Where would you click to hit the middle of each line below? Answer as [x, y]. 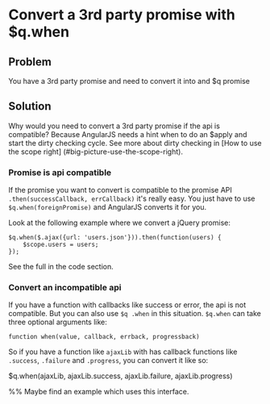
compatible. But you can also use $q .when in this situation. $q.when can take [135, 314]
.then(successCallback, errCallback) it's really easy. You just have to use [132, 198]
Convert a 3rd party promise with [122, 15]
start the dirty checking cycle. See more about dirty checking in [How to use [135, 143]
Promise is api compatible [60, 173]
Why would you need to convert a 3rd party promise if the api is [114, 126]
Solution [30, 106]
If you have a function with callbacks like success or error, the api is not [127, 305]
